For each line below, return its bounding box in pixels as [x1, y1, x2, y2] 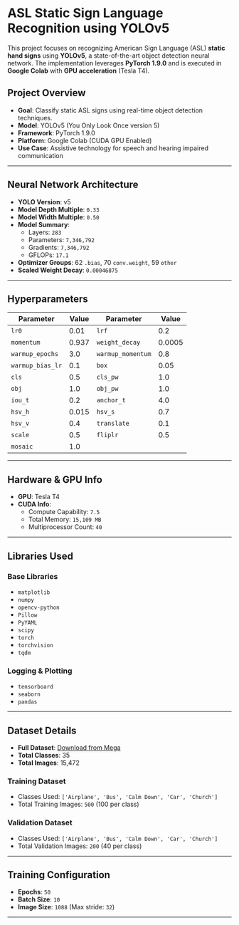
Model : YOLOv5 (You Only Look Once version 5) [17, 121, 160, 130]
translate [96, 419, 130, 428]
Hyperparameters [7, 293, 89, 305]
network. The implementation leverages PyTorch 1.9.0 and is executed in [7, 58, 222, 67]
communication [17, 151, 64, 160]
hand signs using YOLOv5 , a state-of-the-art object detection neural [7, 51, 210, 60]
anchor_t [96, 397, 126, 404]
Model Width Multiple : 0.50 [17, 212, 100, 221]
